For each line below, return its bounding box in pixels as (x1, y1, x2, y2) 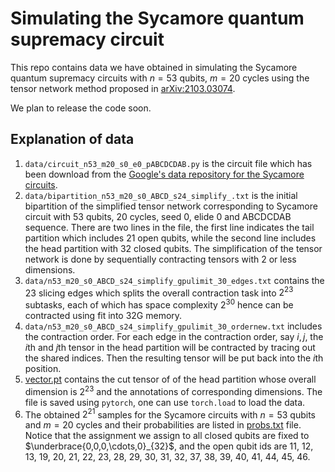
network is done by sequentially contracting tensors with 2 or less (24, 253, 297, 265)
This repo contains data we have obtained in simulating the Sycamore (10, 61, 298, 73)
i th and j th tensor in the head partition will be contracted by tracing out (24, 342, 316, 354)
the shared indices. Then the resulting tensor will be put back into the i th (24, 352, 324, 364)
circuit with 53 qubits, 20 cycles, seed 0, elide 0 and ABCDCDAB (24, 210, 292, 222)
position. (24, 363, 62, 375)
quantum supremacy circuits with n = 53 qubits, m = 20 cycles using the (10, 72, 310, 84)
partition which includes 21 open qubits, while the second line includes (24, 232, 317, 244)
